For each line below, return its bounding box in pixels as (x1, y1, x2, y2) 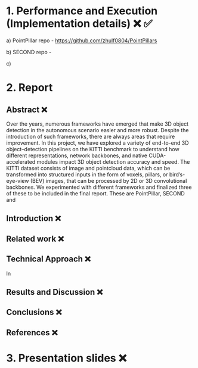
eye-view (6, 177, 29, 184)
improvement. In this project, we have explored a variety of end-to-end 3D (6, 139, 189, 146)
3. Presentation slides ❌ (6, 351, 127, 364)
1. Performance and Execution (6, 4, 158, 18)
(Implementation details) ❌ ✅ (6, 17, 153, 30)
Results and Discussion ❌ (6, 287, 103, 297)
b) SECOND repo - (6, 48, 52, 55)
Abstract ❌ (6, 104, 48, 114)
